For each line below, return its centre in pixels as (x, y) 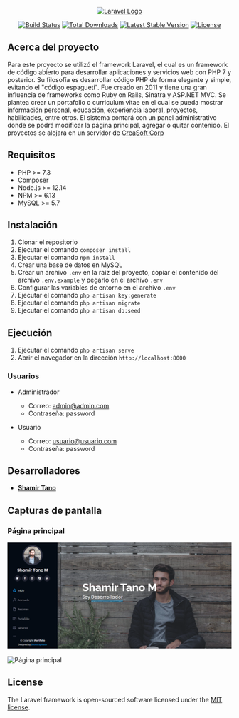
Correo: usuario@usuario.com (73, 441)
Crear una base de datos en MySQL (70, 265)
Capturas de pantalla (54, 510)
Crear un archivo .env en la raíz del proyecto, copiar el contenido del (118, 273)
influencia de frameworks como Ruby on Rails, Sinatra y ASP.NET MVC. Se (117, 95)
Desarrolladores (44, 471)
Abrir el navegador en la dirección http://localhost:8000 (102, 358)
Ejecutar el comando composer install (74, 250)
